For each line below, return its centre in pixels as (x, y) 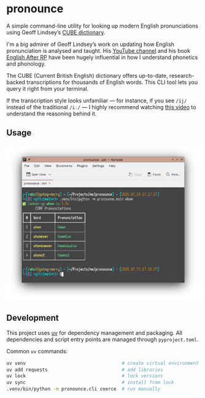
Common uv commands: (37, 351)
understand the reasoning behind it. (52, 113)
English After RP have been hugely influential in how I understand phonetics (102, 57)
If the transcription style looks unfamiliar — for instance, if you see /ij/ (97, 101)
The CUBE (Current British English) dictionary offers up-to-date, (87, 75)
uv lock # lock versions (85, 376)
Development (33, 318)
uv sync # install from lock (90, 383)
